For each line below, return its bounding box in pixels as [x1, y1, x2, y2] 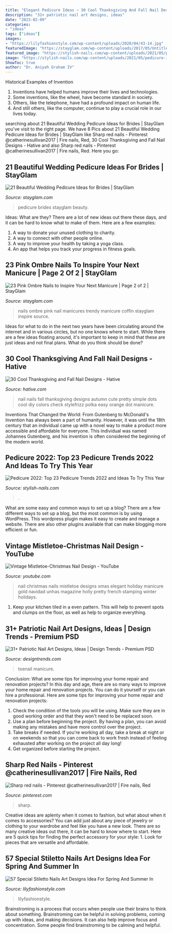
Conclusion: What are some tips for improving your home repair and [5, 676, 148, 682]
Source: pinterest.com [5, 792, 52, 798]
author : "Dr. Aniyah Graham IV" [5, 65, 74, 70]
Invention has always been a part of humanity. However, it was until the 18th [5, 417, 165, 423]
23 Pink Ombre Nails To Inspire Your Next [5, 261, 139, 269]
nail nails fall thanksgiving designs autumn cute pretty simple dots [17, 396, 157, 402]
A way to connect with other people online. [12, 235, 104, 241]
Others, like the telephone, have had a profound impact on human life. [12, 100, 160, 106]
